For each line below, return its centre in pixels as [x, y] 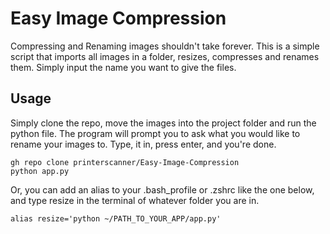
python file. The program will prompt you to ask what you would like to [155, 133]
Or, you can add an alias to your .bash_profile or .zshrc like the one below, [162, 189]
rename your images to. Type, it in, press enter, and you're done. [143, 144]
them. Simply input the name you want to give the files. [123, 67]
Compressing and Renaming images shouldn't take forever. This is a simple [165, 46]
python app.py [40, 171]
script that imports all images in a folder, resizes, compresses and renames [165, 56]
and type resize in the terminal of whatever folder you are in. [135, 200]
